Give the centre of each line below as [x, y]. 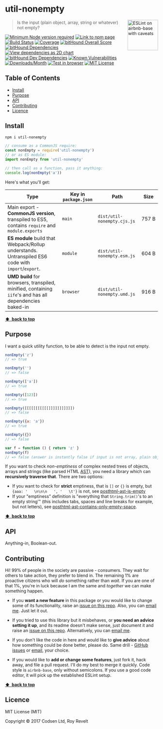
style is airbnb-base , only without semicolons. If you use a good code [81, 670]
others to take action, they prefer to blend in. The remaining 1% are [72, 575]
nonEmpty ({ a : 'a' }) [25, 421]
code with [19, 262]
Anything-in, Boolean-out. [31, 543]
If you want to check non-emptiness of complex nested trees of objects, [77, 466]
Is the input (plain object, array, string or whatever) [68, 22]
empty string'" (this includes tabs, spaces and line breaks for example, [83, 502]
